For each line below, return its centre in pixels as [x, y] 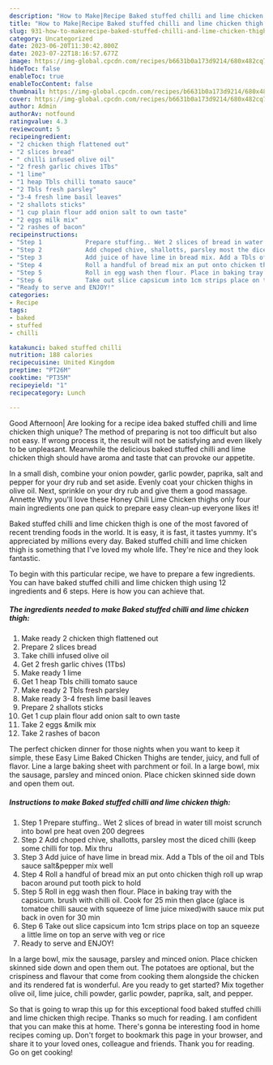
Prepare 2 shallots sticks [62, 708]
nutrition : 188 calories [51, 355]
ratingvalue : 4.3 [38, 122]
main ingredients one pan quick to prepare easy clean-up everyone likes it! [134, 507]
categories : [29, 295]
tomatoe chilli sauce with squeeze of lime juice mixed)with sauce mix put [143, 909]
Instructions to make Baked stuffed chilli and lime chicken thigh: [120, 802]
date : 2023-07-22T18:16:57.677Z [64, 54]
